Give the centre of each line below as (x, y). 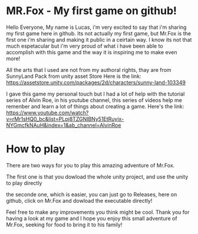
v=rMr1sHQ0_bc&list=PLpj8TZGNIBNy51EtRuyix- (65, 118)
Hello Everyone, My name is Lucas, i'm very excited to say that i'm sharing (96, 27)
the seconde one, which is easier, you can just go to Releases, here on (92, 194)
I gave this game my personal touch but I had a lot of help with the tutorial (95, 94)
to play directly (24, 183)
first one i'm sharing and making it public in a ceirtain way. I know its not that (99, 39)
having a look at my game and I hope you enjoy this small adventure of (92, 218)
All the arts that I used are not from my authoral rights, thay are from (89, 70)
